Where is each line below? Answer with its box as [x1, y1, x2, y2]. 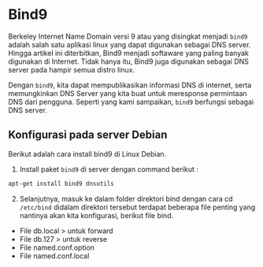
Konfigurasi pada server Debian [8, 128, 168, 142]
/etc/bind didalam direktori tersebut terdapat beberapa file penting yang [19, 202, 256, 212]
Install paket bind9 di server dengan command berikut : [19, 164, 198, 174]
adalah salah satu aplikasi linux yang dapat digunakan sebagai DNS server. [8, 39, 251, 49]
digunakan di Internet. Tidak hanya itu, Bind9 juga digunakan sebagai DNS [8, 57, 250, 66]
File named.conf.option [19, 243, 94, 252]
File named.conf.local [19, 250, 90, 261]
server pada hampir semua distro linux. [8, 65, 135, 74]
